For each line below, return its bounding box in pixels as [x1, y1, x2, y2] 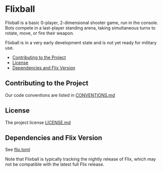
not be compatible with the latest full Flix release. [5, 161, 105, 168]
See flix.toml [5, 146, 30, 153]
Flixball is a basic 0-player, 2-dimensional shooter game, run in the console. [5, 20, 159, 26]
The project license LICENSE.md [5, 119, 71, 125]
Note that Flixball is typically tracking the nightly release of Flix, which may [5, 156, 156, 162]
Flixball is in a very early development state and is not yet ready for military [5, 39, 157, 45]
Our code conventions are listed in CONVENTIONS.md [5, 92, 115, 98]
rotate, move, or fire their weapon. [5, 30, 75, 36]
